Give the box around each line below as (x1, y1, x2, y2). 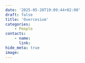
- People (14, 26, 33, 31)
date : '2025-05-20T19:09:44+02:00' (5, 7, 81, 13)
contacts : (5, 31, 26, 36)
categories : (5, 21, 31, 27)
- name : (14, 36, 31, 41)
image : (5, 50, 19, 55)
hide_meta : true (5, 45, 40, 50)
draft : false (5, 12, 33, 17)
